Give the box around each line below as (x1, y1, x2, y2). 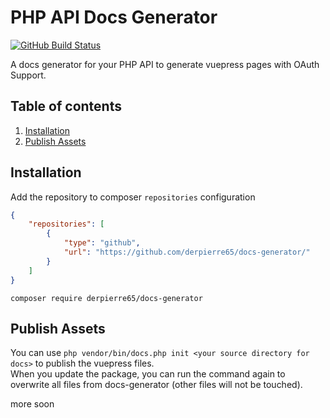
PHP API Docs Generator (10, 6, 218, 29)
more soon (10, 398, 55, 410)
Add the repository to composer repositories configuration (10, 191, 256, 203)
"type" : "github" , (63, 238, 141, 248)
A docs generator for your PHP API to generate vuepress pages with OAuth (10, 58, 320, 70)
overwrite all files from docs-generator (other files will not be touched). (10, 379, 303, 391)
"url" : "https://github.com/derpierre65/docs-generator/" (63, 247, 311, 258)
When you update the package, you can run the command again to (10, 368, 286, 380)
